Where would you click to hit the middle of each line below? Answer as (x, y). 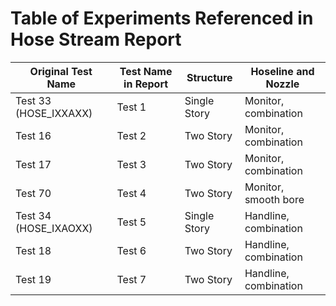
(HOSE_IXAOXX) (54, 228)
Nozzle (282, 84)
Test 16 (33, 135)
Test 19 (33, 279)
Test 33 (33, 100)
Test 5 (131, 222)
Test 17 (33, 164)
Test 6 (131, 250)
